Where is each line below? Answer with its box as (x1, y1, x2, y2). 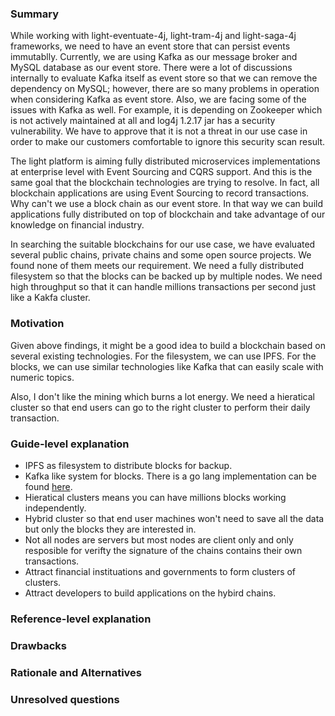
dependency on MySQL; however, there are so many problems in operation (10, 83, 320, 95)
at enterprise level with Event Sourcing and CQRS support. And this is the (10, 166, 313, 178)
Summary (10, 7, 60, 21)
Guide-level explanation (10, 437, 130, 451)
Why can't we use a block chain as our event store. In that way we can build (10, 198, 323, 210)
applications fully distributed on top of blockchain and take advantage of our (10, 208, 326, 221)
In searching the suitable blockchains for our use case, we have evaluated (10, 238, 316, 251)
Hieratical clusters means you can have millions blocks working (24, 491, 287, 503)
